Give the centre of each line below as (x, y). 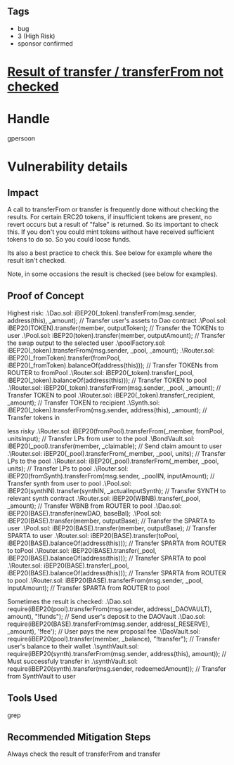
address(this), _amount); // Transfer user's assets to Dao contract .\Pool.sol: (117, 320)
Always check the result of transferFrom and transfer (84, 754)
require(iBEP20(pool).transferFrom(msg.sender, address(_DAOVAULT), (110, 609)
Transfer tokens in (33, 417)
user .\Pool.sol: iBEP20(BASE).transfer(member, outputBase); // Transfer (112, 528)
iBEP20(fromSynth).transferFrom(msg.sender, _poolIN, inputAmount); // (111, 476)
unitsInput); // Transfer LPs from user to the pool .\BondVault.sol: (101, 438)
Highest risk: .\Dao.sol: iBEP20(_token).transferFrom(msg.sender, (102, 313)
